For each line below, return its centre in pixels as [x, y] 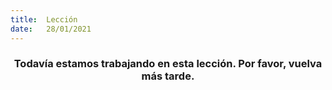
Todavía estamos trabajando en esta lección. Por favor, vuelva [168, 64]
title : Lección [44, 19]
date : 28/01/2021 [51, 29]
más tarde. [168, 76]
